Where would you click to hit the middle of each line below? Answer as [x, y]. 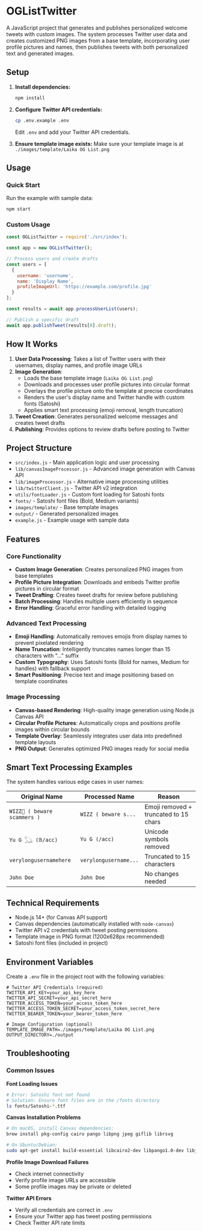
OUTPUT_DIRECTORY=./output [40, 1035]
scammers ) [25, 817]
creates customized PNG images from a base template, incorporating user [98, 40]
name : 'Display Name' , [45, 281]
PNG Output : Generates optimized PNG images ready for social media [102, 748]
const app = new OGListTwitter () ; [50, 248]
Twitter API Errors [29, 1198]
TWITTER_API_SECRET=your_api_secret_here [59, 998]
